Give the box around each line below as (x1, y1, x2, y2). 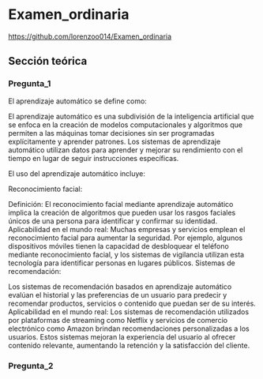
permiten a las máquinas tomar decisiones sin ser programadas (8, 128, 215, 137)
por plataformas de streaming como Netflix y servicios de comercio (8, 315, 227, 325)
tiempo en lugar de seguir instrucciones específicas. (8, 153, 179, 163)
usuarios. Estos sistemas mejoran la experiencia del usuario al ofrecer (8, 332, 236, 341)
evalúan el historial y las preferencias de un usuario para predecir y (8, 290, 227, 299)
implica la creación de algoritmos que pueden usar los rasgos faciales (8, 208, 236, 217)
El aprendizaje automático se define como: (8, 96, 148, 106)
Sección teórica (8, 54, 88, 68)
